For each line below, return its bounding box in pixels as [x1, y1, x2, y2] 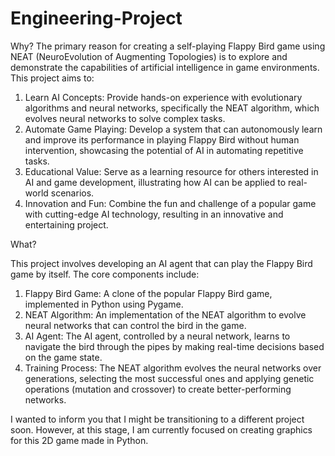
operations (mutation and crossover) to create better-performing [24, 383, 292, 395]
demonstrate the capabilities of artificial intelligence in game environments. [10, 61, 320, 73]
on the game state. [24, 351, 103, 363]
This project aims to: [10, 72, 95, 84]
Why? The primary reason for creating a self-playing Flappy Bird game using [10, 40, 326, 52]
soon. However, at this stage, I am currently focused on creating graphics [10, 423, 313, 436]
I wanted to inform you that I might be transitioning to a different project [10, 413, 305, 425]
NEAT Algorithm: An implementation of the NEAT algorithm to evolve [24, 308, 307, 321]
